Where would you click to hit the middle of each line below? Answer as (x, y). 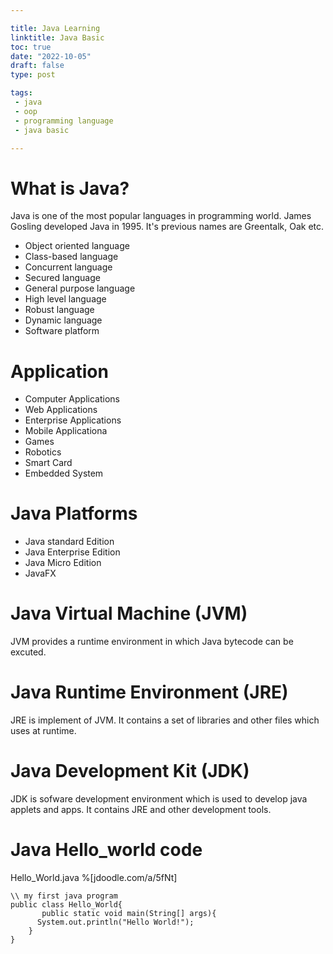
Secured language (62, 278)
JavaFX (40, 573)
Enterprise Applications (73, 420)
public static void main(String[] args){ (129, 913)
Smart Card (48, 463)
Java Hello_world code (106, 850)
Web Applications (61, 410)
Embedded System (64, 473)
